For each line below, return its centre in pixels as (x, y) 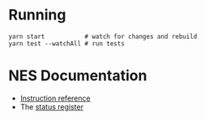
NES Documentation (78, 76)
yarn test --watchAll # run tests (67, 43)
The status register (51, 106)
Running (37, 15)
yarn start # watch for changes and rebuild (103, 36)
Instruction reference (55, 98)
